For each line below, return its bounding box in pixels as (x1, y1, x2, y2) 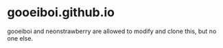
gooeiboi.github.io (7, 5, 115, 20)
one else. (7, 34, 33, 42)
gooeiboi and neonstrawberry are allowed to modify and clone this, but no (7, 27, 217, 35)
